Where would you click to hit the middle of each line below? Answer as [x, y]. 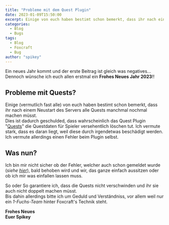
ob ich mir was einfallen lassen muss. [44, 176]
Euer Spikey [18, 217]
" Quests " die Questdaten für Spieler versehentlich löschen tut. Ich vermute [83, 126]
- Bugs [17, 33]
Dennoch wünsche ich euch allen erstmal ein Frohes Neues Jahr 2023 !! [80, 77]
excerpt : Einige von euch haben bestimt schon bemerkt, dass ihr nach [81, 19]
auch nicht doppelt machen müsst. [41, 191]
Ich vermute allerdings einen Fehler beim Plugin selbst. [62, 137]
